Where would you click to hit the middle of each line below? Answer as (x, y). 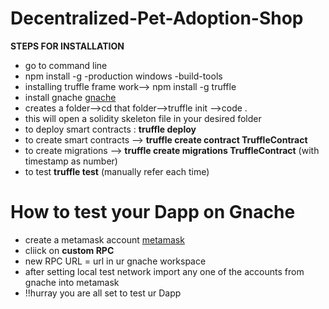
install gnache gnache (70, 97)
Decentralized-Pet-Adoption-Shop (157, 18)
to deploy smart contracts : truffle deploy (110, 129)
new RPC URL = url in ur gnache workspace (115, 261)
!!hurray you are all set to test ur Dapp (103, 293)
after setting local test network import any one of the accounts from (164, 271)
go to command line (66, 65)
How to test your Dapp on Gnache (153, 212)
